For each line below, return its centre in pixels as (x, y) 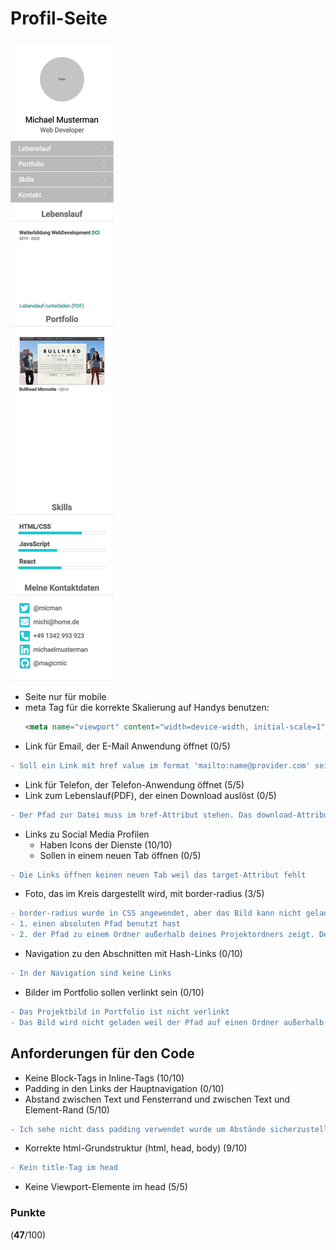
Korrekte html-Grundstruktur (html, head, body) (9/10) (136, 1148)
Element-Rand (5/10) (67, 1109)
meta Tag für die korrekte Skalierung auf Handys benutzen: (147, 707)
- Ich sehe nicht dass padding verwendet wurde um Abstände (138, 1129)
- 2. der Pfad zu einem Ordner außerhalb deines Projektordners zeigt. (162, 935)
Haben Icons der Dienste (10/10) (106, 844)
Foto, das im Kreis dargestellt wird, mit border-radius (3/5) (144, 894)
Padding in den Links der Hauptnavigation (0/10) (124, 1088)
